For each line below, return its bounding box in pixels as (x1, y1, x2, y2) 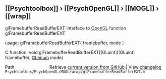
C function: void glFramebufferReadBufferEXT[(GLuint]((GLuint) (5, 49, 135, 55)
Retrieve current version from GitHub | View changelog (49, 64, 162, 70)
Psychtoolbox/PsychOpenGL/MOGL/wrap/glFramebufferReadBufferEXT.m (5, 69, 145, 74)
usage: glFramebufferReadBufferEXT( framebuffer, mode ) (5, 40, 124, 46)
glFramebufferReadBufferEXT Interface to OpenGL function (5, 25, 126, 31)
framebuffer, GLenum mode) (5, 54, 63, 60)
